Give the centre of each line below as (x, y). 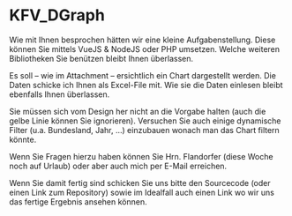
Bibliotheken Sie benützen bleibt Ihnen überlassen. (101, 58)
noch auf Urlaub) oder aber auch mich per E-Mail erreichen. (118, 166)
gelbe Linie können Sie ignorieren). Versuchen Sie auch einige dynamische (145, 121)
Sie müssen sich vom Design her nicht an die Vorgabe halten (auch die (138, 111)
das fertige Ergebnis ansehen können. (78, 201)
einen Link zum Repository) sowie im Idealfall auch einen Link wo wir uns (142, 192)
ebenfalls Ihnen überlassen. (60, 94)
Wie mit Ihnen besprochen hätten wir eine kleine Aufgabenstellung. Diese (142, 40)
